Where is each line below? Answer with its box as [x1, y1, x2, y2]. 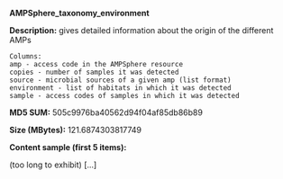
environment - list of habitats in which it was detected [9, 84, 232, 93]
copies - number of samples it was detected [9, 67, 179, 76]
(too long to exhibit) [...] [9, 159, 97, 170]
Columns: [9, 52, 42, 61]
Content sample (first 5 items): [9, 142, 127, 152]
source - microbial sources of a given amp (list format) [9, 76, 232, 85]
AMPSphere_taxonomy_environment [9, 8, 151, 18]
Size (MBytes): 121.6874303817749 [9, 125, 142, 135]
